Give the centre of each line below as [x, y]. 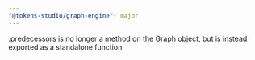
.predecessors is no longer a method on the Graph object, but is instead [128, 38]
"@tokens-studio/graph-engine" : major [73, 16]
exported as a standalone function [65, 47]
